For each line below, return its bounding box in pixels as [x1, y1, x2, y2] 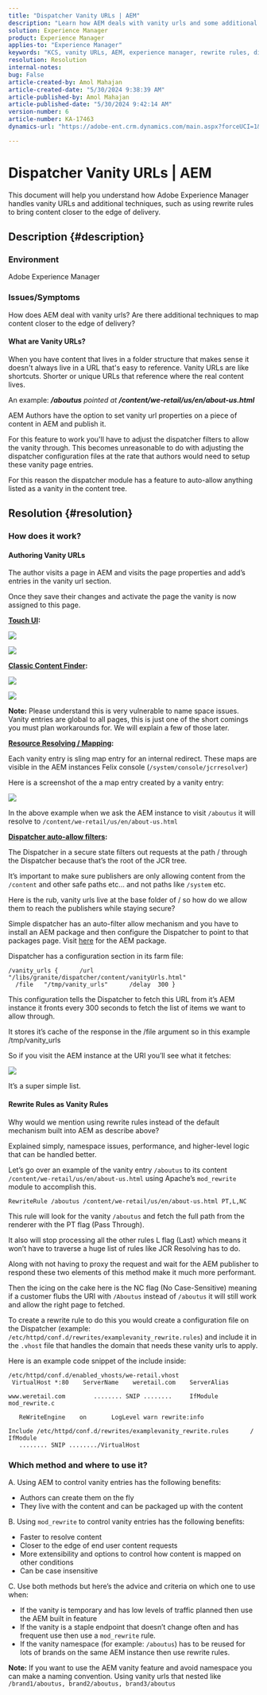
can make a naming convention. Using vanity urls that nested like [8, 1671, 222, 1681]
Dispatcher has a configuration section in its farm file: [8, 952, 184, 961]
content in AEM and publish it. [8, 419, 106, 428]
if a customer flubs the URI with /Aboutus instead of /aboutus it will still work [8, 1291, 257, 1301]
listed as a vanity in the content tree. [8, 483, 127, 493]
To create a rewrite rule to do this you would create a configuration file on [8, 1315, 249, 1325]
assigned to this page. [8, 600, 81, 610]
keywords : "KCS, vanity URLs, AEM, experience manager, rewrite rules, [8, 49, 250, 56]
